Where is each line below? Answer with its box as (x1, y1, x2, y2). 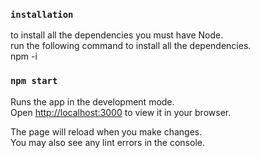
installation (10, 9, 74, 20)
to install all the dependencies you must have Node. (10, 29, 224, 41)
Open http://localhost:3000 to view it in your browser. (10, 106, 232, 118)
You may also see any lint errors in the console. (10, 136, 205, 148)
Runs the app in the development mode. (10, 95, 175, 108)
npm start (10, 75, 58, 87)
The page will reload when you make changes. (10, 125, 203, 138)
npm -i (10, 50, 38, 63)
